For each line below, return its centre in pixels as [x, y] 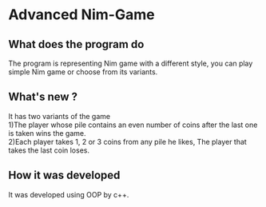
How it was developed [64, 175]
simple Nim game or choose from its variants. [83, 72]
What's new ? [43, 97]
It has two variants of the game [59, 116]
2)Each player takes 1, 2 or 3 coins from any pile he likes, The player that [128, 141]
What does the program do [76, 44]
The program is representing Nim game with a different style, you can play [131, 63]
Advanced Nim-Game [81, 15]
